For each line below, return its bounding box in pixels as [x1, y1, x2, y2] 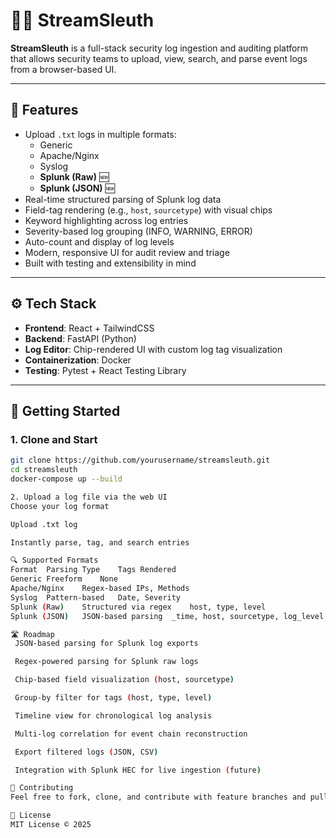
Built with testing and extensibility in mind [24, 257, 197, 269]
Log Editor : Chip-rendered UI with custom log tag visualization [24, 343, 283, 355]
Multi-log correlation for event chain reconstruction [14, 729, 248, 739]
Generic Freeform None [10, 574, 118, 584]
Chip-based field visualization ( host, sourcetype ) [14, 675, 235, 685]
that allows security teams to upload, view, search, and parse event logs [10, 52, 308, 64]
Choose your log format [10, 501, 110, 511]
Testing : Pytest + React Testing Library [24, 364, 187, 376]
